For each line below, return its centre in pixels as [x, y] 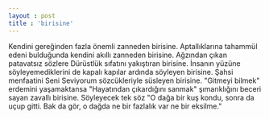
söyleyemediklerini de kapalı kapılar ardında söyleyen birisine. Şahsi [121, 72]
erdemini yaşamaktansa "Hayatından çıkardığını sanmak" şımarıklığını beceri [135, 88]
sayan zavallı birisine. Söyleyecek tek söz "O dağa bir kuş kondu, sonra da [132, 97]
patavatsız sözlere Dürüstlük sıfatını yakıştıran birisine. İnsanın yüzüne [124, 63]
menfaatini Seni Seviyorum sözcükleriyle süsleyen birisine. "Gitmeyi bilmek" [134, 80]
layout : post [32, 16]
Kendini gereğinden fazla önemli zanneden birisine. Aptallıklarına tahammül [133, 46]
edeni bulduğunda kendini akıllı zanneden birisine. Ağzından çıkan [118, 55]
